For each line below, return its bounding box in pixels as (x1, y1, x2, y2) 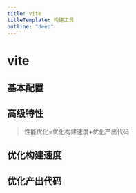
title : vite (7, 10, 41, 17)
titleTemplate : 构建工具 (7, 17, 75, 24)
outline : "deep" (7, 23, 54, 30)
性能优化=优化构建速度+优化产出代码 (23, 127, 130, 136)
